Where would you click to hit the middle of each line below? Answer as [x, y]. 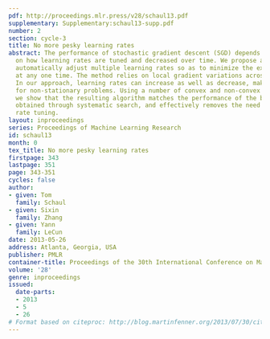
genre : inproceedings [45, 277]
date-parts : [36, 292]
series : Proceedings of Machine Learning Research [95, 128]
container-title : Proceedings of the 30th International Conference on [131, 262]
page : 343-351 [32, 173]
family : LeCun [39, 233]
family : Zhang [39, 218]
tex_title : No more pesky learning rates [79, 150]
